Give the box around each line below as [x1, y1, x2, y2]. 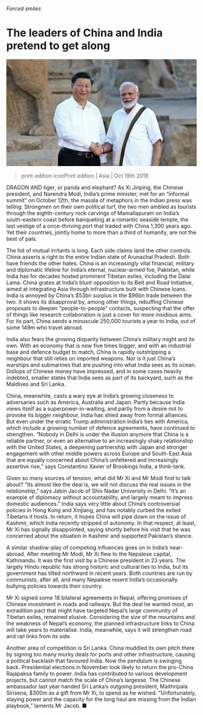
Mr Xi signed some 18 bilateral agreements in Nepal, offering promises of [6, 594, 188, 601]
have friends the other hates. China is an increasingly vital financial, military [6, 260, 195, 267]
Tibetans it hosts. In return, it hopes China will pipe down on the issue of [6, 513, 186, 521]
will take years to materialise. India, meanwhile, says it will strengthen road [6, 626, 192, 633]
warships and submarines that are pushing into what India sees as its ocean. [6, 361, 196, 368]
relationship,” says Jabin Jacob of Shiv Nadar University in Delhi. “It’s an [6, 487, 186, 495]
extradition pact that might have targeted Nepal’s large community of [6, 607, 178, 614]
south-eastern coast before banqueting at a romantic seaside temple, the [6, 216, 189, 223]
